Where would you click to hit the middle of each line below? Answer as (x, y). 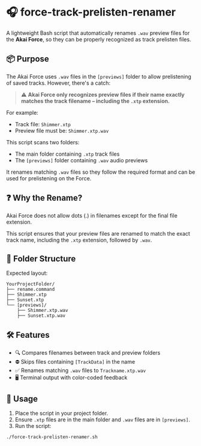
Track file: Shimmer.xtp (43, 124)
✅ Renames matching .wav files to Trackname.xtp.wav (80, 370)
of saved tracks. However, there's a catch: (58, 83)
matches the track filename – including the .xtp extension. (95, 101)
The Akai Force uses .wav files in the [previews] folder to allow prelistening (99, 76)
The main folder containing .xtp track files (67, 154)
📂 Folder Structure (41, 259)
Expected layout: (27, 273)
